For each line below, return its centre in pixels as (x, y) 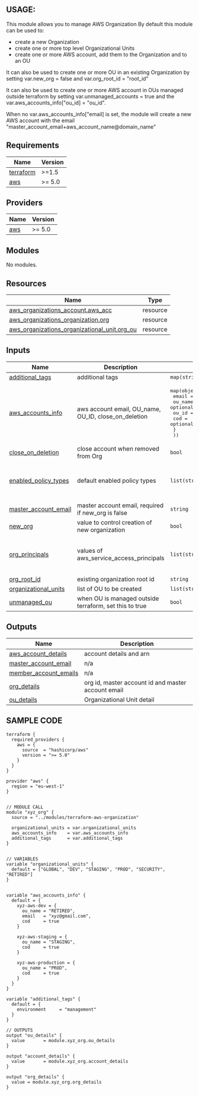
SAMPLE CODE (34, 721)
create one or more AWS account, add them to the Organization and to (101, 54)
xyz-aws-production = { (46, 963)
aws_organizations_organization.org (59, 320)
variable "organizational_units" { (50, 864)
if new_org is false (102, 512)
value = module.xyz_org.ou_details (63, 1040)
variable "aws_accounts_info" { (46, 895)
